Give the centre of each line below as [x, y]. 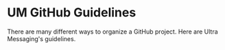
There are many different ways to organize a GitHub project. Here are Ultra [113, 32]
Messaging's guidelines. [42, 38]
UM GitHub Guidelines [72, 13]
